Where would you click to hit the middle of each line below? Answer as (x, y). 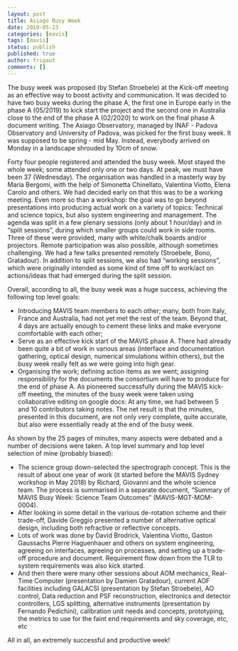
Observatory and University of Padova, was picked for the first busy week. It (119, 133)
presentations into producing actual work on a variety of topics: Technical (115, 207)
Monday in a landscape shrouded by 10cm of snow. (83, 148)
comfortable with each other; (60, 333)
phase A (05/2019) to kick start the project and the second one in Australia (117, 110)
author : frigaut (31, 61)
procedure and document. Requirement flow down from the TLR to (125, 558)
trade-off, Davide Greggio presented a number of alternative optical (117, 520)
